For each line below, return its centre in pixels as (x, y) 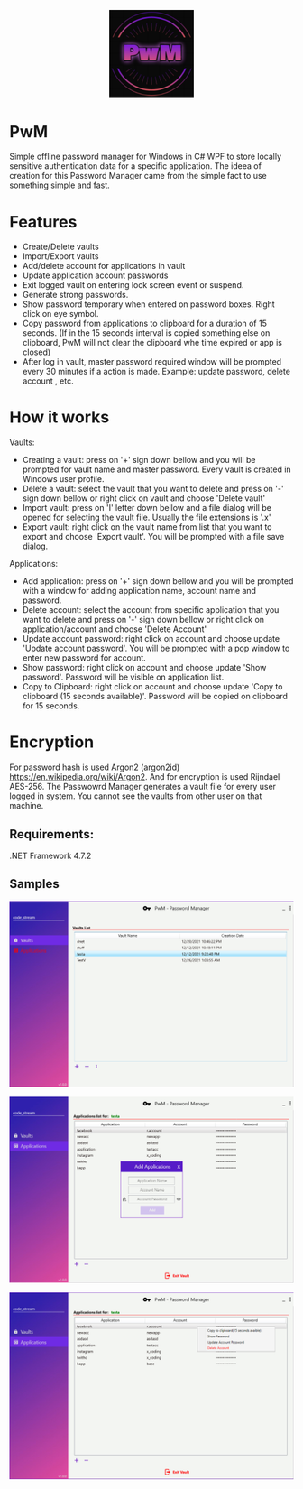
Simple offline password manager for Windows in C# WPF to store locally (146, 157)
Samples (35, 884)
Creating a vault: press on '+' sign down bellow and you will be (139, 460)
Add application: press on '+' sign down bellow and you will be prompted (158, 581)
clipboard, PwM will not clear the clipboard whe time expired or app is (152, 343)
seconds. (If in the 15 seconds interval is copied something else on (146, 333)
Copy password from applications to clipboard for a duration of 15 (145, 324)
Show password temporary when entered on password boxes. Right (148, 304)
